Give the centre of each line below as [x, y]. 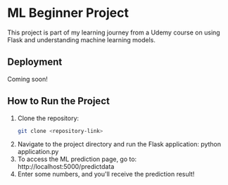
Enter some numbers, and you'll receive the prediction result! [106, 174]
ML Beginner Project [68, 13]
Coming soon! [27, 79]
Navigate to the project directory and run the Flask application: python [119, 144]
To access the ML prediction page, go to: [77, 159]
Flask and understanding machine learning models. [82, 39]
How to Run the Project [59, 101]
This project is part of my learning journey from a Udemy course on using [114, 32]
